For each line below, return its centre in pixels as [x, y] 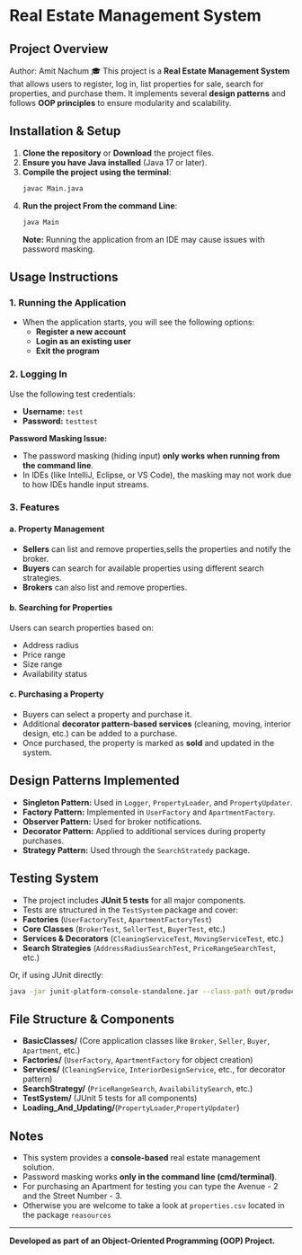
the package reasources [67, 1215]
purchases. [43, 841]
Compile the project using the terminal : [97, 172]
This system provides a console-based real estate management [141, 1158]
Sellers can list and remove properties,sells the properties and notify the [156, 548]
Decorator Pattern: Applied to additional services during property [144, 831]
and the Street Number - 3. [72, 1196]
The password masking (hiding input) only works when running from [151, 456]
